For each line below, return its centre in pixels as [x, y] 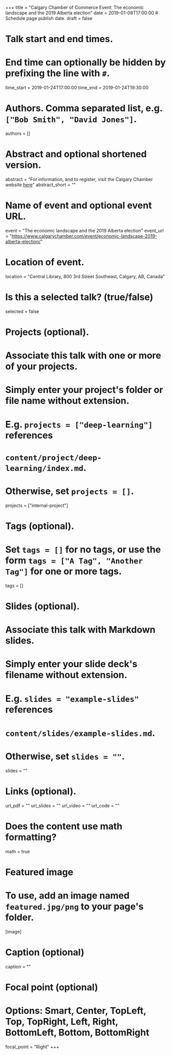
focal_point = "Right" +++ [33, 1047]
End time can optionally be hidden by [85, 62]
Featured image [39, 872]
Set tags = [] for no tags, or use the [83, 550]
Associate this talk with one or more [83, 356]
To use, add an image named [67, 895]
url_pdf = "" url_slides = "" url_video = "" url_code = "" [62, 806]
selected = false [22, 311]
